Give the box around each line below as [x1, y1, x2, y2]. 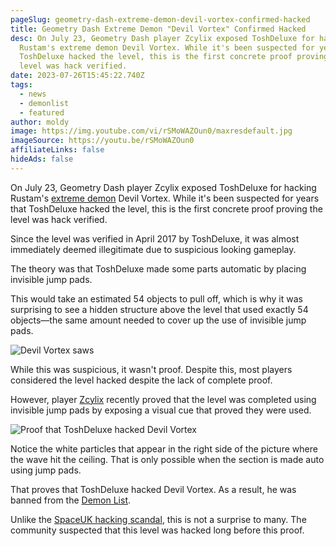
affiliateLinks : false [10, 145, 105, 155]
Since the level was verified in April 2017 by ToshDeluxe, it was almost [10, 232, 300, 245]
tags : [10, 80, 33, 90]
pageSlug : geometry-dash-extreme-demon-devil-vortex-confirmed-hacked [10, 14, 311, 25]
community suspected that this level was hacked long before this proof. [10, 524, 305, 536]
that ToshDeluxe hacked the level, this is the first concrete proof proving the [10, 202, 323, 215]
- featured [19, 107, 65, 118]
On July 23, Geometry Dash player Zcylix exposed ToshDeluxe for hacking [10, 181, 317, 193]
